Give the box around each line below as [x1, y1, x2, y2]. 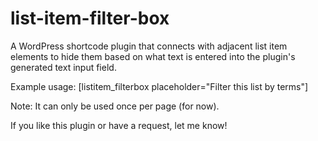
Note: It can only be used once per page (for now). [10, 100, 220, 112]
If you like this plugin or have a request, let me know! [10, 119, 228, 131]
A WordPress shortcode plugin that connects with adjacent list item [10, 40, 288, 52]
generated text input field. [10, 61, 117, 73]
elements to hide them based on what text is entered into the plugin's [10, 50, 296, 62]
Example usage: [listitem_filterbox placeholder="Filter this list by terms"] [10, 80, 309, 92]
